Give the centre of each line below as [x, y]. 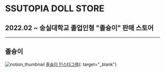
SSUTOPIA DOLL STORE [55, 9]
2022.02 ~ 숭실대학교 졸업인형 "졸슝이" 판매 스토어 [79, 28]
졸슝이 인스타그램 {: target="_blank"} [81, 64]
